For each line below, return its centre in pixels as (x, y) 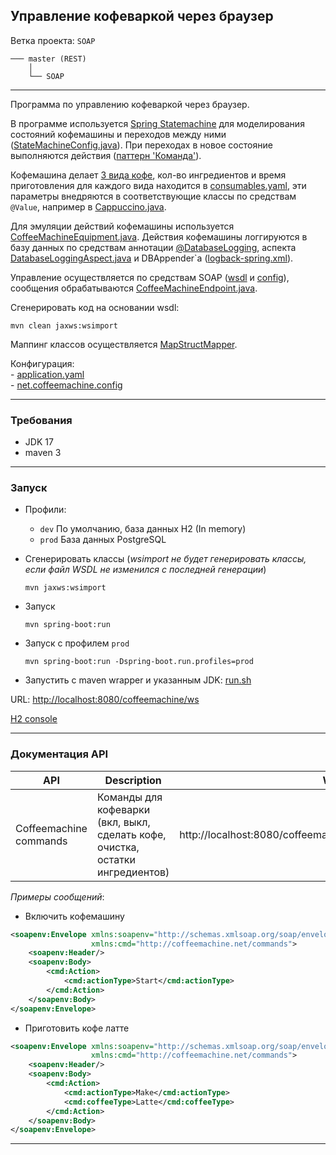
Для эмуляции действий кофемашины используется (122, 226)
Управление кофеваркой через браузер (142, 16)
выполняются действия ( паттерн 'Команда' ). (106, 155)
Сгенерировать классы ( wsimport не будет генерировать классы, (165, 559)
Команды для (129, 797)
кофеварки (123, 809)
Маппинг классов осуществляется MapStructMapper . (124, 344)
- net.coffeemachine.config (66, 385)
